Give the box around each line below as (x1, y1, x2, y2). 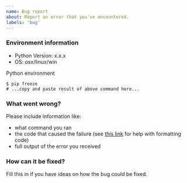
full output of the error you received (14, 143, 101, 150)
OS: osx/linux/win (14, 58, 57, 65)
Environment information (6, 39, 79, 47)
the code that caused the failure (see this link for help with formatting (14, 130, 181, 137)
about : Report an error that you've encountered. (6, 14, 130, 20)
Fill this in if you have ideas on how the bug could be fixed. (6, 171, 148, 178)
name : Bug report (6, 8, 49, 15)
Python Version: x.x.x (14, 52, 66, 59)
